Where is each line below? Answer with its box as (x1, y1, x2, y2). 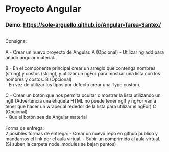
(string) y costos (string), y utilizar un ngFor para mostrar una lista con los (5, 71, 160, 77)
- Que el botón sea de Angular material (5, 114, 87, 120)
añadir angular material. (5, 55, 55, 61)
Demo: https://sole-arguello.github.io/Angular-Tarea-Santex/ (5, 21, 161, 29)
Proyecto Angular (5, 3, 82, 15)
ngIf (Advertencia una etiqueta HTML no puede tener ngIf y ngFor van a (5, 98, 157, 104)
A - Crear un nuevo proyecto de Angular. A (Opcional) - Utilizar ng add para (5, 49, 164, 55)
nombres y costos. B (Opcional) (5, 76, 72, 82)
